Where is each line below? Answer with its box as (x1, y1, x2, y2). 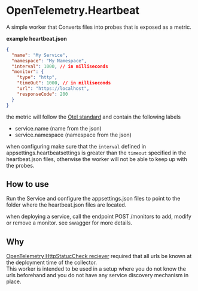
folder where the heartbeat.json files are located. (6, 201, 127, 208)
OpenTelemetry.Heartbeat (6, 4, 139, 17)
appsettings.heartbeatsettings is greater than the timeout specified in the (6, 149, 187, 156)
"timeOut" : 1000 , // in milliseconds (17, 80, 111, 86)
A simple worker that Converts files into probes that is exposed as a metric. (6, 23, 191, 31)
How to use (6, 179, 49, 189)
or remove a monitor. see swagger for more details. (6, 219, 133, 226)
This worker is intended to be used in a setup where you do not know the (6, 265, 187, 272)
